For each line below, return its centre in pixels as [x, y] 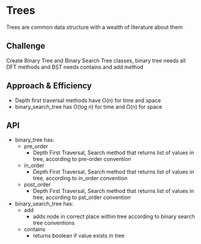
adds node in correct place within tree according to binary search [114, 216]
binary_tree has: [34, 140]
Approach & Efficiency [49, 86]
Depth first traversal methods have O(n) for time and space [88, 100]
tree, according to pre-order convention [82, 159]
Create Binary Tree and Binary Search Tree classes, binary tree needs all [96, 60]
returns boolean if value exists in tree [79, 236]
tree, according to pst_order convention [82, 197]
